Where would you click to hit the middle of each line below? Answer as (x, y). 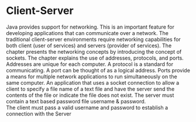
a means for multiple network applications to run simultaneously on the (92, 76)
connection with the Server (39, 114)
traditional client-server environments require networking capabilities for (94, 39)
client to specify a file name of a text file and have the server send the (90, 89)
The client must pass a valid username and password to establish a (87, 107)
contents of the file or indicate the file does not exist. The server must (90, 95)
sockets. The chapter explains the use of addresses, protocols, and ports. (95, 58)
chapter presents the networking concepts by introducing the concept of (94, 51)
